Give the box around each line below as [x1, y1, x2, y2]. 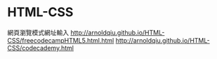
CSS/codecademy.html [7, 44, 74, 52]
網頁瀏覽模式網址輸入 [7, 28, 69, 37]
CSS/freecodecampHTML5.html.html [7, 36, 114, 44]
